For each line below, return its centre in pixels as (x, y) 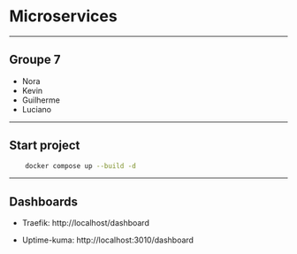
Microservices (63, 16)
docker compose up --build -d (81, 165)
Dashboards (43, 201)
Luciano (36, 109)
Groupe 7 (35, 60)
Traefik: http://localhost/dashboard (86, 223)
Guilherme (41, 100)
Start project (45, 146)
